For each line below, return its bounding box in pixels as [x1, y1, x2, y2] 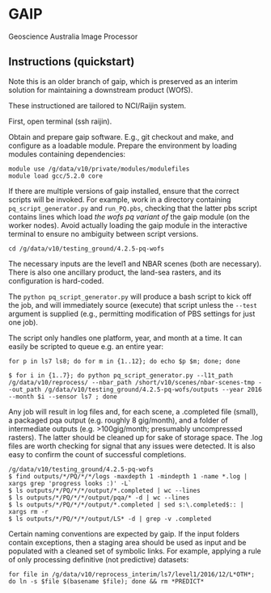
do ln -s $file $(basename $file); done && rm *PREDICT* [8, 577, 205, 586]
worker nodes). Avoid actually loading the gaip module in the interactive [8, 220, 248, 230]
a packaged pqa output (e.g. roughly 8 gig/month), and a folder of [8, 415, 228, 425]
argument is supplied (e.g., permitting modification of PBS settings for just [8, 309, 256, 318]
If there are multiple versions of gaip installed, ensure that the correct [8, 186, 240, 196]
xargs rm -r [8, 507, 49, 515]
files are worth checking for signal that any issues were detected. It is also [8, 441, 256, 451]
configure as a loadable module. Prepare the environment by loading [8, 141, 237, 150]
